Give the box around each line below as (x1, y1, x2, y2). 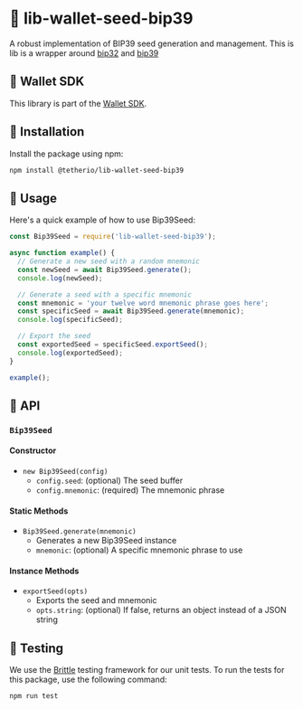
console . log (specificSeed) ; (17, 316, 124, 325)
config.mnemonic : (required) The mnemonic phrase (35, 485, 225, 496)
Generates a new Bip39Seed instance (35, 535, 177, 546)
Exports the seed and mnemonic (35, 595, 157, 606)
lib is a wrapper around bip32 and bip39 (9, 47, 159, 58)
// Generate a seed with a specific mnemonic (17, 289, 193, 299)
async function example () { (9, 249, 116, 258)
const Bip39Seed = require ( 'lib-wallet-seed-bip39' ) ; (9, 232, 217, 241)
